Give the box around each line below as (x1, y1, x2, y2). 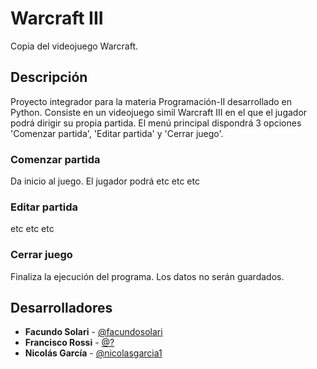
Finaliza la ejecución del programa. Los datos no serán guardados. (10, 270, 285, 282)
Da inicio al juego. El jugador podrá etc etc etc (10, 175, 200, 187)
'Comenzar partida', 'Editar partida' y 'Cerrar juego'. (10, 127, 224, 139)
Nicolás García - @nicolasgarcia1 (24, 347, 163, 359)
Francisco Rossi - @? (24, 337, 115, 349)
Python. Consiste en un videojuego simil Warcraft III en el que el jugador (10, 106, 308, 118)
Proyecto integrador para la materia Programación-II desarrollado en (10, 95, 293, 107)
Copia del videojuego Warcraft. (10, 40, 139, 52)
